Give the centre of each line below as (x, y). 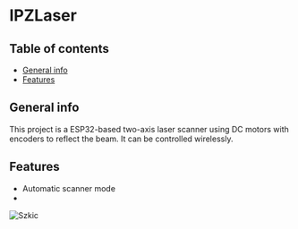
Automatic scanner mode (69, 188)
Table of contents (59, 49)
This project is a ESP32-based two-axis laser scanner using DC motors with (149, 129)
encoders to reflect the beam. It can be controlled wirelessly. (121, 139)
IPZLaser (43, 16)
